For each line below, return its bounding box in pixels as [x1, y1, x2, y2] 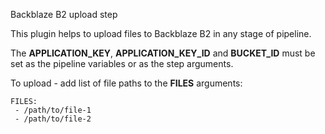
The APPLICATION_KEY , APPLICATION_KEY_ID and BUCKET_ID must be [10, 47, 316, 59]
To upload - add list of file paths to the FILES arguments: [10, 77, 243, 89]
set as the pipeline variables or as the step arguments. [10, 58, 234, 69]
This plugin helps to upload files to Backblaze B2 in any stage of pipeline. [10, 28, 312, 39]
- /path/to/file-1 [14, 105, 92, 115]
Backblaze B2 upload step [10, 9, 118, 20]
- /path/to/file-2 [14, 114, 92, 124]
